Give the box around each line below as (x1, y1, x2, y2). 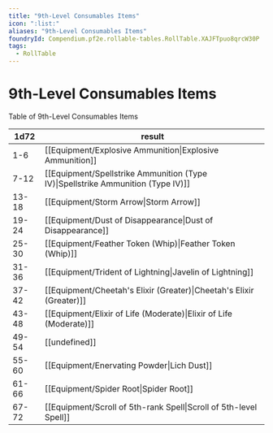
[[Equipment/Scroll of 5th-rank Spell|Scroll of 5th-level (44, 401, 258, 413)
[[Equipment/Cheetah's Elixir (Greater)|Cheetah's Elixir (44, 284, 254, 296)
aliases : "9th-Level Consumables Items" (8, 27, 148, 35)
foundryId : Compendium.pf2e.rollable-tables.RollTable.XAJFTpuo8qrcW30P (8, 34, 260, 43)
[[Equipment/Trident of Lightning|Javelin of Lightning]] (44, 266, 254, 277)
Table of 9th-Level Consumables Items (8, 111, 138, 121)
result (141, 131, 165, 142)
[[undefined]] (44, 336, 97, 348)
